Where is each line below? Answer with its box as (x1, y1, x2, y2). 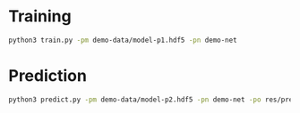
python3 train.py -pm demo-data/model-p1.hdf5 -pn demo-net (8, 36, 238, 44)
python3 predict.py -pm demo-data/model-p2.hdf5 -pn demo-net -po (8, 95, 261, 104)
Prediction (8, 66, 87, 85)
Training (8, 6, 73, 27)
